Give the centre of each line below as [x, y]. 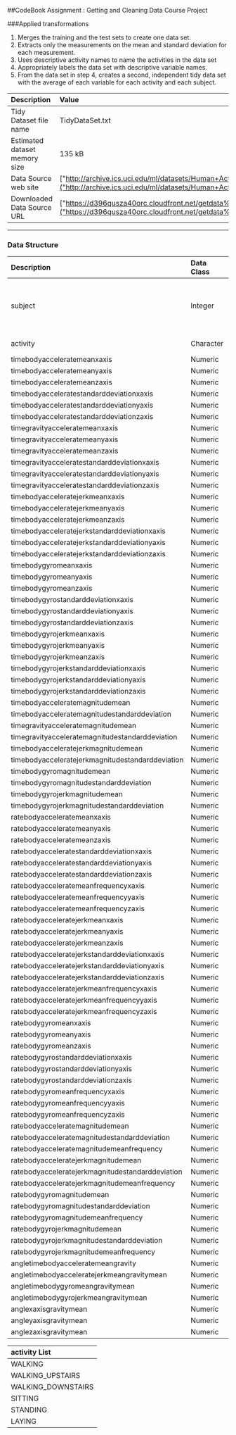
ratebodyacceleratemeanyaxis [61, 829]
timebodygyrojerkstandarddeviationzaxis [78, 691]
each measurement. [46, 52]
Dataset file [30, 120]
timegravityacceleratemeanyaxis [65, 439]
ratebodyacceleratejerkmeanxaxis [67, 920]
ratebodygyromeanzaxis [51, 1046]
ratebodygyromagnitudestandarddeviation [80, 1206]
